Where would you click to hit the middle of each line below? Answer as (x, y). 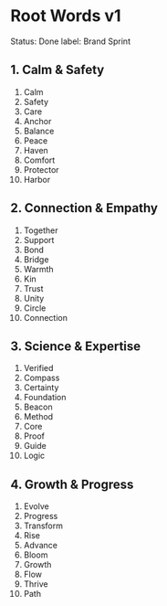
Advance (41, 546)
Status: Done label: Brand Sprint (71, 41)
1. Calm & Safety (57, 70)
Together (41, 230)
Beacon (38, 407)
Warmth (38, 269)
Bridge (36, 259)
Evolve (36, 506)
